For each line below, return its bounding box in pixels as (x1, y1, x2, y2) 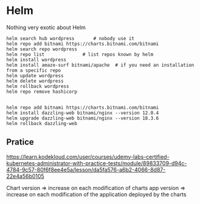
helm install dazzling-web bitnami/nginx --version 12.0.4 (6, 110, 159, 116)
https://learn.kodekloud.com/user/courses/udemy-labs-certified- (6, 153, 170, 160)
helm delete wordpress (6, 78, 64, 84)
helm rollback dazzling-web (6, 120, 78, 126)
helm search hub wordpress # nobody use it (6, 35, 135, 41)
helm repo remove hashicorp (6, 89, 78, 95)
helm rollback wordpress (6, 83, 69, 89)
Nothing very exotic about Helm (6, 24, 86, 31)
